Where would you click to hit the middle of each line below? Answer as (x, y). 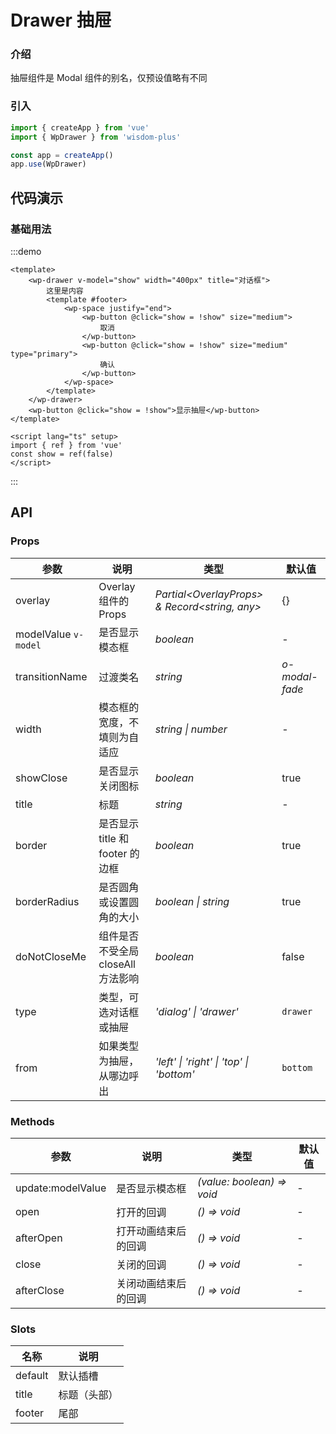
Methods (32, 1121)
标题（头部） (88, 1395)
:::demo (26, 251)
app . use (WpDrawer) (48, 164)
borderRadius (47, 901)
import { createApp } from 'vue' (80, 127)
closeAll (117, 964)
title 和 (114, 838)
